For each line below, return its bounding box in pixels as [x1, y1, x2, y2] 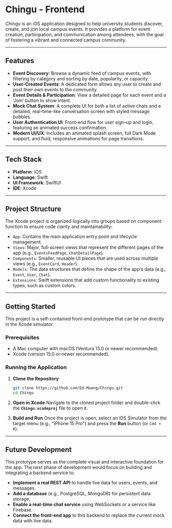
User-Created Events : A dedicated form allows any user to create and [12, 81, 161, 87]
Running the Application [5, 364, 67, 371]
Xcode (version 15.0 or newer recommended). [12, 351, 110, 357]
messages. [12, 485, 36, 491]
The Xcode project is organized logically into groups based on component [5, 218, 162, 224]
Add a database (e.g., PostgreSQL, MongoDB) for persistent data [12, 491, 151, 497]
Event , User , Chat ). [12, 271, 51, 278]
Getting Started [5, 302, 56, 311]
